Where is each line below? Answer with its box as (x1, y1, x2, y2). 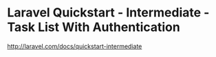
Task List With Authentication (7, 19, 180, 35)
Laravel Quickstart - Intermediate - (7, 5, 210, 21)
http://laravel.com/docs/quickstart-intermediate (7, 42, 142, 50)
